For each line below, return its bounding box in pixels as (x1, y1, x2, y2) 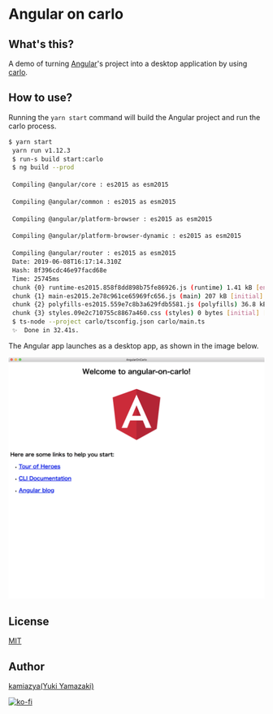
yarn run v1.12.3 (11, 146, 71, 154)
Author (8, 660, 45, 673)
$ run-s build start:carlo (11, 155, 104, 163)
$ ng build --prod (11, 163, 75, 171)
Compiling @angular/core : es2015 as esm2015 (11, 180, 169, 189)
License (8, 614, 50, 628)
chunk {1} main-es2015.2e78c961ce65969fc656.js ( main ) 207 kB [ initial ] (11, 292, 264, 301)
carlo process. (8, 121, 57, 131)
